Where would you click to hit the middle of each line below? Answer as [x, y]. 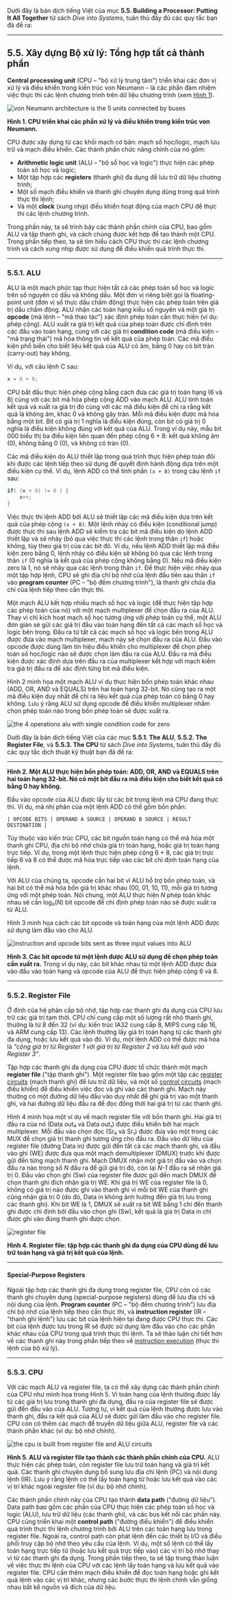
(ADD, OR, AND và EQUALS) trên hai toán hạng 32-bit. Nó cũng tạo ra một [112, 689]
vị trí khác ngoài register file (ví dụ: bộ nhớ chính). [77, 1486]
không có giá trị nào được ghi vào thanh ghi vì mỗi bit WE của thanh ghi [108, 1190]
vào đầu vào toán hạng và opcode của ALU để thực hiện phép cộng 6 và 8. [113, 971]
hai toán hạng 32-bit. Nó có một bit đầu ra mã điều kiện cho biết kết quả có [115, 778]
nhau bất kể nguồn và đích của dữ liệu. [62, 1587]
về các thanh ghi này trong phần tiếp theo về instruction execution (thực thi [113, 1341]
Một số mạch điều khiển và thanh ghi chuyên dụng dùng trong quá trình [118, 191]
